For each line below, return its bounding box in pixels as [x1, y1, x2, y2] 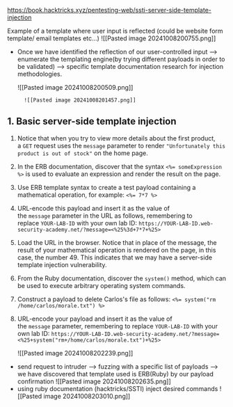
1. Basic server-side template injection [7, 115, 177, 127]
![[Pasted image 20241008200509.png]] [17, 83, 134, 91]
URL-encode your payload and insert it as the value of [17, 314, 172, 323]
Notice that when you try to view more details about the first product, [17, 134, 216, 142]
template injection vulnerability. [17, 260, 107, 269]
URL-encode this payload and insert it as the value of [17, 204, 170, 212]
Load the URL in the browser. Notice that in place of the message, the [17, 238, 217, 246]
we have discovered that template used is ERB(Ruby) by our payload [17, 369, 214, 378]
